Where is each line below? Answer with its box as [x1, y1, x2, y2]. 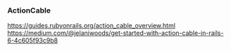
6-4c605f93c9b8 [7, 36, 58, 45]
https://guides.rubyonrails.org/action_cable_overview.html [7, 22, 176, 30]
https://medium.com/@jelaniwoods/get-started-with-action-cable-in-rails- [7, 29, 224, 37]
